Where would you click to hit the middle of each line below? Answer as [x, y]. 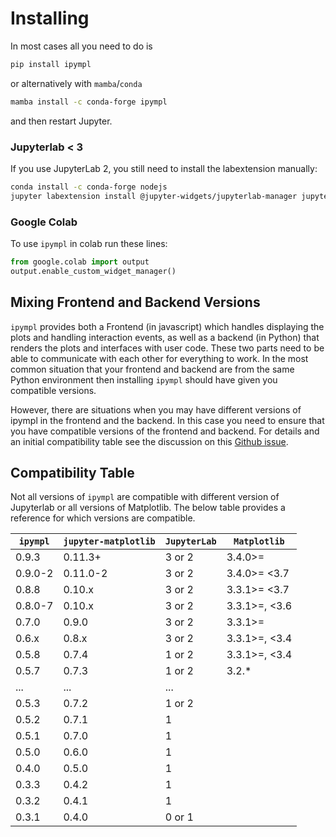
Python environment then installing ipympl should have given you [144, 379]
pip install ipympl [51, 64]
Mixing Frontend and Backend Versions [135, 302]
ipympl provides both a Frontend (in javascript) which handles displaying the [167, 326]
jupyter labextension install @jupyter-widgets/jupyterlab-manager [154, 196]
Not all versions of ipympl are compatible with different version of [145, 497]
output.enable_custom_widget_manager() [93, 271]
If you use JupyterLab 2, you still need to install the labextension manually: [164, 168]
